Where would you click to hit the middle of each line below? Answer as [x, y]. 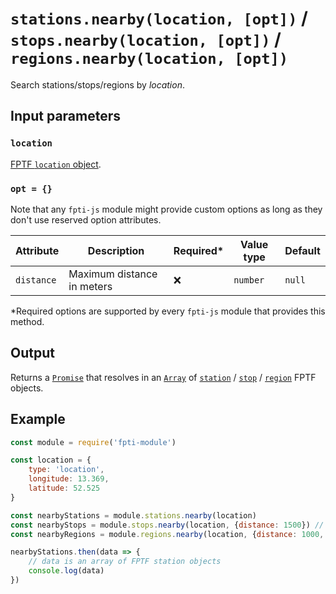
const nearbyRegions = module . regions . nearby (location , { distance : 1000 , [167, 534]
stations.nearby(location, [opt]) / [159, 18]
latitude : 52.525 [64, 488]
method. [27, 321]
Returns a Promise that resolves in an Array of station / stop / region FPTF [163, 377]
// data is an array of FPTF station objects [125, 562]
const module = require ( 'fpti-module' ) [93, 442]
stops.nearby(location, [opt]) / [146, 39]
